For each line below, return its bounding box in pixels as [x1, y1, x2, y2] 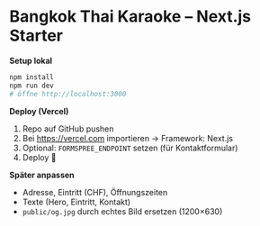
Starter [9, 25, 63, 46]
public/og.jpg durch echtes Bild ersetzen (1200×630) [22, 205, 223, 217]
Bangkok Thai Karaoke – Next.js [9, 6, 252, 27]
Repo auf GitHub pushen [22, 123, 114, 134]
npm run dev [9, 81, 54, 90]
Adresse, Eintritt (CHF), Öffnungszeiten [22, 186, 168, 197]
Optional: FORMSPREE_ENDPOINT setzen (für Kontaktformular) [22, 142, 238, 153]
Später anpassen [9, 169, 75, 180]
